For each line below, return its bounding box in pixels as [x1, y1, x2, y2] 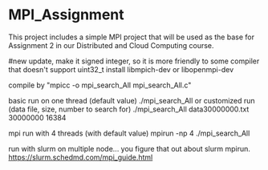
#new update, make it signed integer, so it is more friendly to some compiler [8, 56, 260, 66]
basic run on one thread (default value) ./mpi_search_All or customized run [8, 95, 255, 105]
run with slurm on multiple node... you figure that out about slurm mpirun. [8, 144, 251, 153]
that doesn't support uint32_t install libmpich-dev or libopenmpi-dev [8, 64, 234, 74]
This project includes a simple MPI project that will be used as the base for [8, 32, 255, 42]
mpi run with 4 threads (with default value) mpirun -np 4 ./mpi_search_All [8, 128, 250, 138]
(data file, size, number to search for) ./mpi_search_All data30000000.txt [8, 104, 250, 114]
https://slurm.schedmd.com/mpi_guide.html [8, 152, 153, 162]
